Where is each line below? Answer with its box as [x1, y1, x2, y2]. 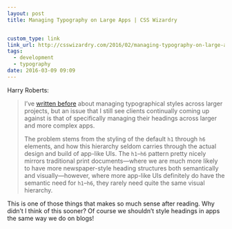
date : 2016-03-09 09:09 [7, 67, 76, 74]
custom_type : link [7, 35, 60, 42]
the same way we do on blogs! [7, 214, 95, 222]
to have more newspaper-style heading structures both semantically [23, 163, 219, 172]
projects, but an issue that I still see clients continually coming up [23, 106, 210, 114]
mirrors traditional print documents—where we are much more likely [23, 157, 218, 165]
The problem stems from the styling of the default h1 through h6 [23, 135, 206, 143]
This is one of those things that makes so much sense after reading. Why [7, 199, 215, 208]
